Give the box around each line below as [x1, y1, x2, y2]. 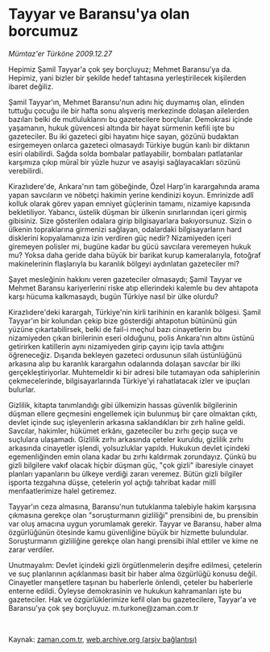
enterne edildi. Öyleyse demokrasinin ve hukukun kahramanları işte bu [8, 586, 242, 595]
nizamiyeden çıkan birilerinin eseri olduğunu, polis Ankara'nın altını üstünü [8, 333, 255, 343]
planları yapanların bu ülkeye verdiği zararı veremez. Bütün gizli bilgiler [8, 469, 243, 478]
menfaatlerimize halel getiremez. [8, 486, 117, 495]
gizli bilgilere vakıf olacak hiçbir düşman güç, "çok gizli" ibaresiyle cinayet [8, 460, 254, 469]
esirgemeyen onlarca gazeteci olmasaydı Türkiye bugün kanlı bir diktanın [8, 140, 250, 149]
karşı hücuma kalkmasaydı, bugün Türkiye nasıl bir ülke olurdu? [8, 292, 219, 301]
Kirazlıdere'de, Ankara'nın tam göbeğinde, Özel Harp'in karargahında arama [8, 181, 260, 191]
